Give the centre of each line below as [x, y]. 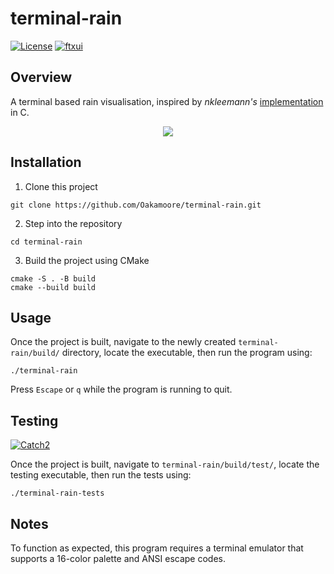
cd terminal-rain [46, 242]
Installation [46, 162]
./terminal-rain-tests [57, 493]
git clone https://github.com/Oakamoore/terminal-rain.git [136, 205]
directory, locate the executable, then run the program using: [187, 353]
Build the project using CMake [87, 260]
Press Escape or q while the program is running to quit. [121, 389]
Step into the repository [73, 223]
